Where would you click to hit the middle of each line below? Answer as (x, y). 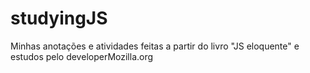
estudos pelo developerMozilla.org (82, 56)
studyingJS (59, 18)
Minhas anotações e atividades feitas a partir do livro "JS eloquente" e (155, 46)
